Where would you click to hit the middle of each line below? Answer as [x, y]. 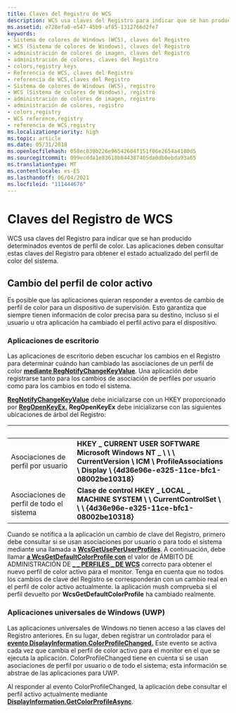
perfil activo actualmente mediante [58, 694]
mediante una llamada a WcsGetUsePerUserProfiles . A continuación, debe [117, 550]
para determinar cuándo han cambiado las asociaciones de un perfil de [111, 364]
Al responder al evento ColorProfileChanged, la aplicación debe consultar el [117, 686]
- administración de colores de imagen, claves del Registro [99, 54]
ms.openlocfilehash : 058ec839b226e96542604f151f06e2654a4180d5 [102, 151]
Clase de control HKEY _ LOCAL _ [134, 490]
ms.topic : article [34, 138]
